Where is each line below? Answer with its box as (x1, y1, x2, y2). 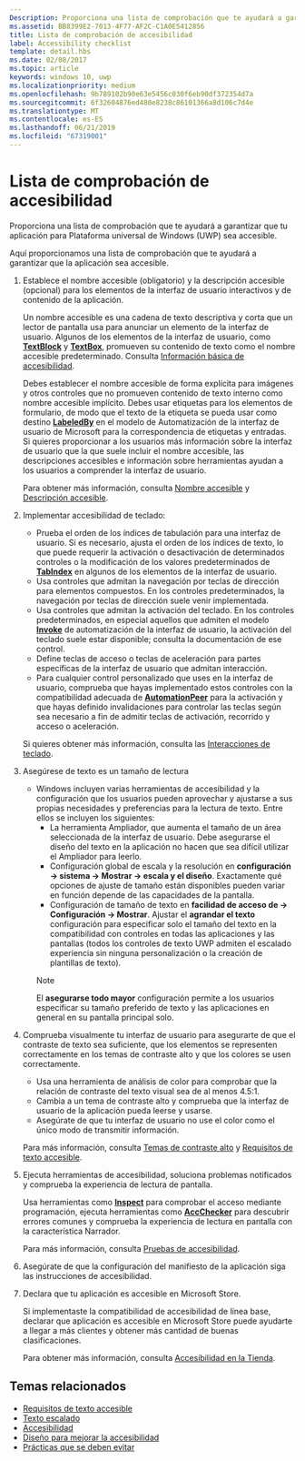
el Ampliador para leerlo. (49, 851, 143, 861)
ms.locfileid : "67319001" (9, 132, 107, 141)
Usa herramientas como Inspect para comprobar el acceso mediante (22, 1196, 281, 1207)
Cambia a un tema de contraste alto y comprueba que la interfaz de (35, 1095, 290, 1106)
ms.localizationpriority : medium (9, 81, 136, 90)
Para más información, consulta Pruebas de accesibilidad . (22, 1243, 241, 1254)
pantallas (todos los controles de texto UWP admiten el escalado (49, 938, 292, 949)
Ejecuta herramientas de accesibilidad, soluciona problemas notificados (22, 1169, 292, 1180)
